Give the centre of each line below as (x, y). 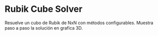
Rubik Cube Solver (44, 9)
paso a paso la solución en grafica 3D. (44, 28)
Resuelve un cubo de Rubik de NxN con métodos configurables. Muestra (79, 23)
